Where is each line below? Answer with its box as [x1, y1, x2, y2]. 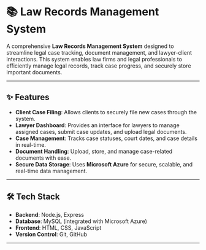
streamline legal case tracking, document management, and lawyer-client [6, 49, 192, 56]
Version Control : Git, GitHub [15, 230, 88, 238]
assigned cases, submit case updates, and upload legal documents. [15, 128, 187, 135]
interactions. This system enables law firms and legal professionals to [6, 55, 183, 63]
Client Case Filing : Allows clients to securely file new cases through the [15, 108, 197, 115]
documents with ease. [15, 154, 72, 162]
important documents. [6, 68, 63, 76]
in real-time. [15, 141, 46, 148]
